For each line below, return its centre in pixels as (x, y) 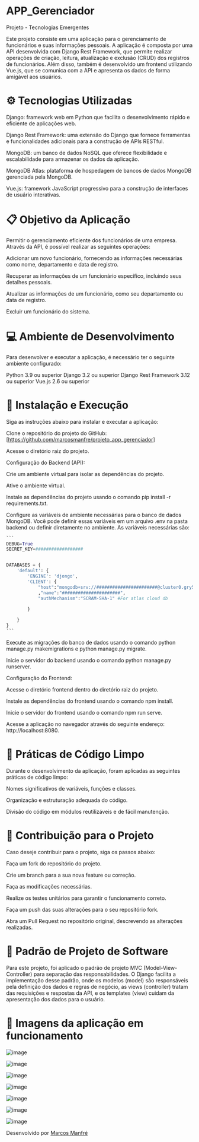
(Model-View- (160, 967)
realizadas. (20, 927)
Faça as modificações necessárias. (49, 886)
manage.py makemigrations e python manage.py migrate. (76, 649)
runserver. (19, 667)
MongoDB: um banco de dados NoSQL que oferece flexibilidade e (87, 153)
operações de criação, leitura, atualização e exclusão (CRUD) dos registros (98, 58)
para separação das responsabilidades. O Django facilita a (105, 974)
